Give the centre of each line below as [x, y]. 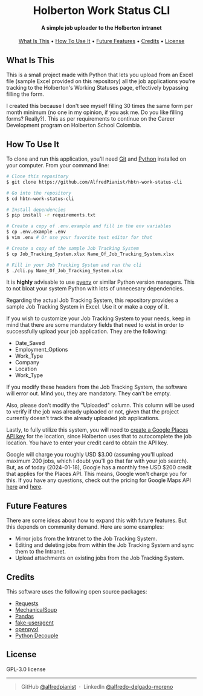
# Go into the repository [39, 193]
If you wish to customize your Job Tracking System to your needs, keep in [98, 318]
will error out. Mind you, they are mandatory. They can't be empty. [89, 393]
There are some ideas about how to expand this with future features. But [97, 520]
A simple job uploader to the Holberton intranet [101, 27]
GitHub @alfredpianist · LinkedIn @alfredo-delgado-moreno [97, 686]
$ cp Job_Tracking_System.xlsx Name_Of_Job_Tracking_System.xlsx [90, 254]
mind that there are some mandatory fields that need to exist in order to [95, 325]
